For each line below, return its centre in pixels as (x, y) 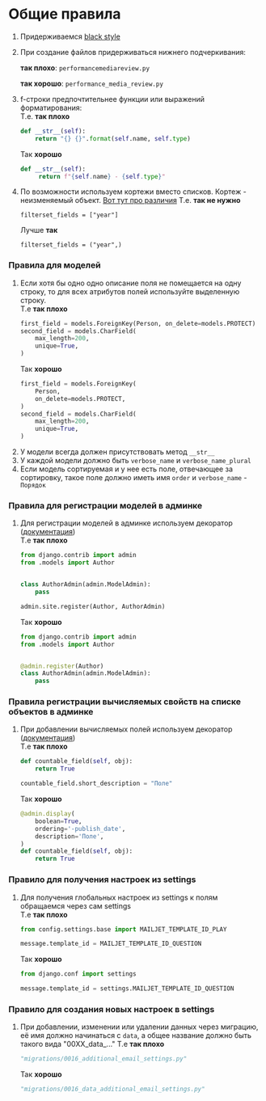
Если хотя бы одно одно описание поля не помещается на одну (131, 283)
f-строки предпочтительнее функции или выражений (112, 99)
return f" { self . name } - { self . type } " (102, 176)
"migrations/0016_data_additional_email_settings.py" (112, 1089)
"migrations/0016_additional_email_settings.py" (103, 1059)
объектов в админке (51, 712)
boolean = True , (59, 821)
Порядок (33, 486)
